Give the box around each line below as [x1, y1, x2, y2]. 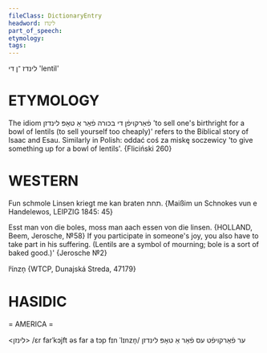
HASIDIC [8, 293, 67, 311]
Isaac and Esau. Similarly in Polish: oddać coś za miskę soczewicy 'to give [8, 136, 253, 145]
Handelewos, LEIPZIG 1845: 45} [8, 207, 114, 217]
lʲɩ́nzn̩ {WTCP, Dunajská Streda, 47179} [8, 264, 136, 274]
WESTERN [8, 172, 79, 190]
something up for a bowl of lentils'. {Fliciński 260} [8, 144, 172, 153]
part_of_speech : [8, 26, 63, 34]
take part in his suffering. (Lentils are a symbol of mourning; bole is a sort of [8, 240, 259, 249]
